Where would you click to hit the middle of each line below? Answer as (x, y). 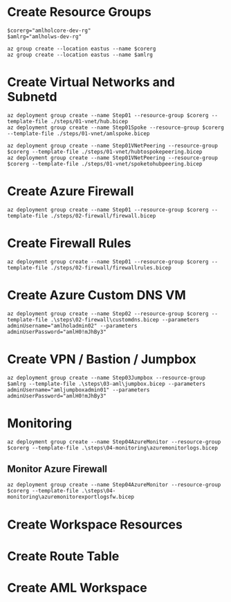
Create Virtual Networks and (91, 82)
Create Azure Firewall (71, 192)
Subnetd (32, 97)
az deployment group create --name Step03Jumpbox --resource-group (107, 378)
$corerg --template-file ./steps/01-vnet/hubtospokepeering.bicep (105, 152)
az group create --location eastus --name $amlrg (80, 55)
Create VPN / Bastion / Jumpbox (102, 359)
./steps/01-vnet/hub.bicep (90, 121)
